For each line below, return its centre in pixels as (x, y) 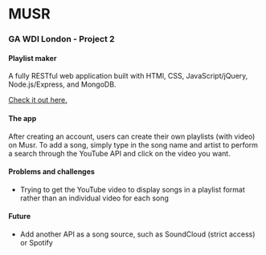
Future (20, 217)
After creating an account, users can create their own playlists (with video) (132, 136)
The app (23, 118)
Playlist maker (33, 58)
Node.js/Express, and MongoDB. (62, 84)
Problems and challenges (51, 172)
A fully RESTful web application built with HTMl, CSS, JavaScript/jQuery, (128, 76)
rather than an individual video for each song (94, 198)
